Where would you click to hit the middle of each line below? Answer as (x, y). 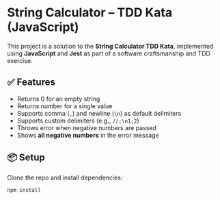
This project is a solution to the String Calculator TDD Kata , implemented (110, 46)
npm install (24, 190)
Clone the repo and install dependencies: (65, 177)
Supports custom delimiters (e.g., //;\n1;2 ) (78, 121)
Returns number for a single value (65, 106)
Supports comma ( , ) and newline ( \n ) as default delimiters (99, 113)
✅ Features (31, 83)
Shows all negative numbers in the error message (88, 135)
